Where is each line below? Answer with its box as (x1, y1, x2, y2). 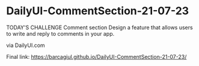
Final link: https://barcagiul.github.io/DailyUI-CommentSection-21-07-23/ (6, 53, 187, 60)
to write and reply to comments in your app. (6, 30, 115, 37)
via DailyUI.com (6, 42, 45, 49)
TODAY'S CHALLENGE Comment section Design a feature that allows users (6, 24, 194, 31)
